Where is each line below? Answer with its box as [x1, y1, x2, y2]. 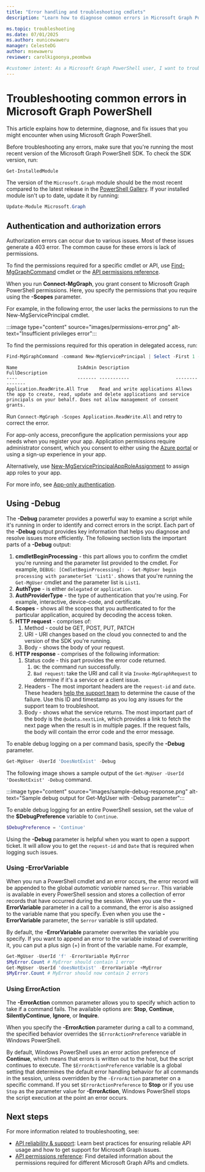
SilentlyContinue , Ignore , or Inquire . [6, 1012, 99, 1019]
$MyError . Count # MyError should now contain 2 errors [6, 970, 149, 976]
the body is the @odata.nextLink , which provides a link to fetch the [24, 715, 191, 722]
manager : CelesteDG [6, 43, 56, 49]
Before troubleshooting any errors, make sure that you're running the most [6, 143, 193, 150]
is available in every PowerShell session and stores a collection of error [6, 891, 185, 898]
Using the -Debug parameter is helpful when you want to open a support [6, 836, 190, 843]
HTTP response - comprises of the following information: [15, 650, 160, 658]
